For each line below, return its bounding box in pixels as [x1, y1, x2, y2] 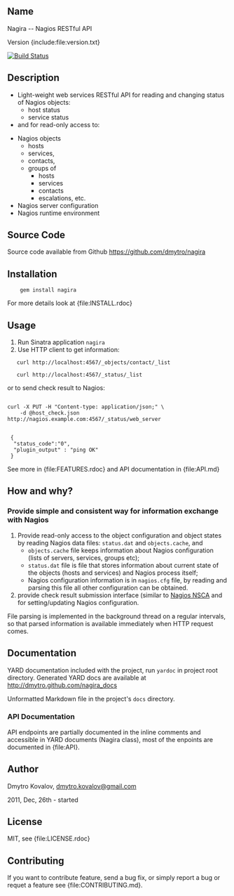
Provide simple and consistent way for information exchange [7, 506, 219, 516]
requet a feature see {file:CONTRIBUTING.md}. [7, 881, 143, 890]
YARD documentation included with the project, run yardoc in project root [7, 665, 219, 674]
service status [27, 112, 69, 122]
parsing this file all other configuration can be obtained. [27, 583, 188, 592]
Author [7, 763, 39, 775]
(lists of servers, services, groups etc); [27, 553, 140, 561]
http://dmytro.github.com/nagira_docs [7, 681, 118, 689]
